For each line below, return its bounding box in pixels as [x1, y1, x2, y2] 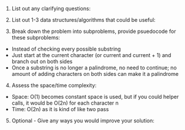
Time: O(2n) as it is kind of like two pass [11, 106, 109, 112]
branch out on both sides [11, 58, 73, 65]
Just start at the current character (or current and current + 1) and [11, 52, 171, 58]
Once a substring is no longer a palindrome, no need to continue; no [11, 64, 177, 71]
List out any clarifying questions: [11, 5, 91, 12]
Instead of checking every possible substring [11, 45, 122, 52]
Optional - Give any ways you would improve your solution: [11, 117, 154, 124]
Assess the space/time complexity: [11, 82, 97, 89]
